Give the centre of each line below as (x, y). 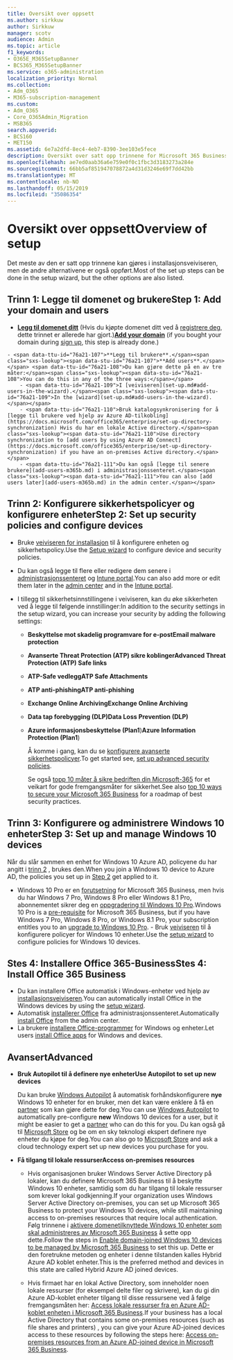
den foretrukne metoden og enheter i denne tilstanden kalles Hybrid (124, 1255)
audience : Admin (31, 40)
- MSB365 (20, 123)
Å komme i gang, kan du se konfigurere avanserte (99, 751)
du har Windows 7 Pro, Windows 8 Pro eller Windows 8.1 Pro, (104, 897)
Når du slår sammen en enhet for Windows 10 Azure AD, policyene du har (112, 861)
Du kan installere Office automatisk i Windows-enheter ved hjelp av (113, 991)
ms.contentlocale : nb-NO (43, 181)
